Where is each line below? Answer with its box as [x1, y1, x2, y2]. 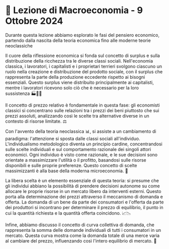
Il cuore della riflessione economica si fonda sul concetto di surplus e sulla [5, 53, 160, 59]
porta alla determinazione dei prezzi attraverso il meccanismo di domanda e [5, 193, 163, 200]
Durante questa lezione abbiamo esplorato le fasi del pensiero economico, [5, 32, 160, 38]
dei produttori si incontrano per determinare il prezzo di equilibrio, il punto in [5, 204, 164, 210]
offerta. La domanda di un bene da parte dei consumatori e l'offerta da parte [5, 199, 164, 205]
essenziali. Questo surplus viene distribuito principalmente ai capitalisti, [5, 79, 154, 85]
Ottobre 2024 [5, 15, 64, 27]
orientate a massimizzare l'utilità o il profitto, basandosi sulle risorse [5, 157, 146, 163]
